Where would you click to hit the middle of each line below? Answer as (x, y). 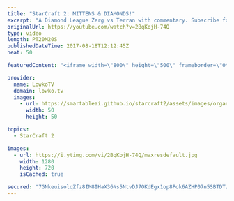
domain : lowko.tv (39, 91)
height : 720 (37, 168)
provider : (22, 77)
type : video (24, 33)
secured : (20, 187)
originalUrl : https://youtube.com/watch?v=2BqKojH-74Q (88, 27)
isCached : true (42, 174)
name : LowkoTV (34, 84)
